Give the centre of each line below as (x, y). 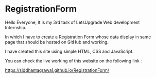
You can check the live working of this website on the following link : (74, 61)
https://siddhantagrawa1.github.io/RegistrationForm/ (57, 70)
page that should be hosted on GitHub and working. (57, 42)
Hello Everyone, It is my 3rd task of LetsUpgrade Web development (72, 22)
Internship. (16, 27)
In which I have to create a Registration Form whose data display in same (78, 37)
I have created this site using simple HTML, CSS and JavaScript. (69, 51)
